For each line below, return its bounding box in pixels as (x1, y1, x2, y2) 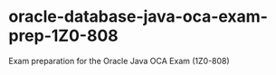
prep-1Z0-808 (8, 25, 119, 46)
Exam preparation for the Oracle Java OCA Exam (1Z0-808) (8, 55, 230, 66)
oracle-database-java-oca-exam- (8, 6, 269, 27)
